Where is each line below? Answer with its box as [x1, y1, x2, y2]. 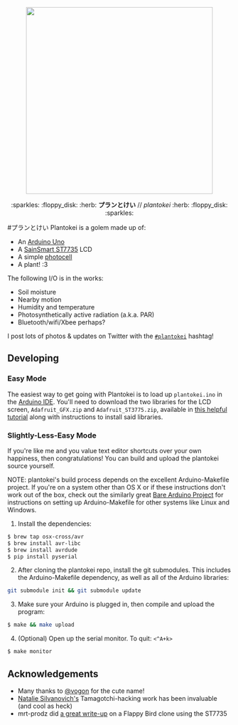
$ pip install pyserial [7, 553, 78, 560]
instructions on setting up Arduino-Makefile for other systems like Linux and [7, 498, 229, 507]
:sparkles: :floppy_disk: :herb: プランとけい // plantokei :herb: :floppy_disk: [11, 201, 228, 209]
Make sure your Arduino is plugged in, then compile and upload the [17, 600, 215, 608]
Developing [7, 352, 59, 364]
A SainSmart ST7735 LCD [17, 245, 92, 253]
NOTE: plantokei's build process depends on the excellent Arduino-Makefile [7, 475, 229, 484]
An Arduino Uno [17, 238, 65, 245]
